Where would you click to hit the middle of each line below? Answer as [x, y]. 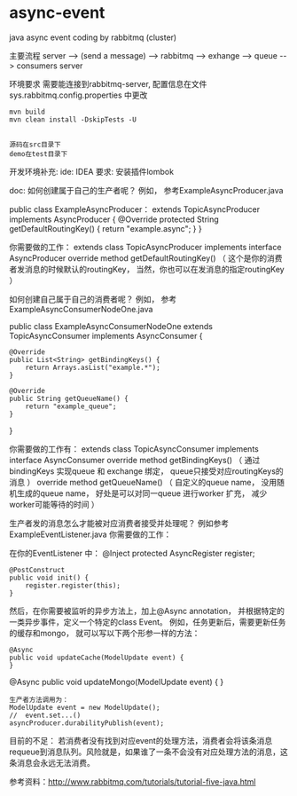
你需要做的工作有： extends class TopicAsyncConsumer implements [134, 449]
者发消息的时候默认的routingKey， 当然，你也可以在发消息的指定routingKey [147, 269]
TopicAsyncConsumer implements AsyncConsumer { [106, 335]
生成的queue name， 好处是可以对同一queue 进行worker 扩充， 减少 [142, 493]
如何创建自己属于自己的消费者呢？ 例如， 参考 [93, 299]
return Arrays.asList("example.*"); [93, 367]
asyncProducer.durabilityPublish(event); [87, 723]
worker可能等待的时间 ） [54, 504]
